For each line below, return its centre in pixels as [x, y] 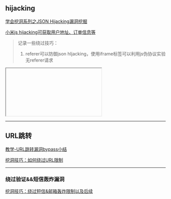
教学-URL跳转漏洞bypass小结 [36, 149]
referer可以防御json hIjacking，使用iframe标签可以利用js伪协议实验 [95, 53]
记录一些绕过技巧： [38, 43]
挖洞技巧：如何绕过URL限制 [34, 160]
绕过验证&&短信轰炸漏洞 [35, 179]
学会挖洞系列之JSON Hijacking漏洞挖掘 [46, 21]
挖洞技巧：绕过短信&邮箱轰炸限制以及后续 [49, 191]
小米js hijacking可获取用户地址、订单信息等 [50, 32]
